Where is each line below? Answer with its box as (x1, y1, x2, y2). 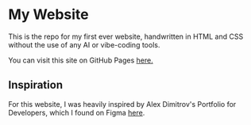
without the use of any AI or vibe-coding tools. (8, 40, 160, 49)
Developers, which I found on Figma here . (8, 108, 145, 117)
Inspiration (8, 78, 64, 92)
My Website (8, 6, 89, 24)
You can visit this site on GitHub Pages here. (8, 55, 153, 65)
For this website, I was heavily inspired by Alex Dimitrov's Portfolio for (8, 99, 237, 108)
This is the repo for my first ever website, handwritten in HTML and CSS (8, 32, 244, 41)
